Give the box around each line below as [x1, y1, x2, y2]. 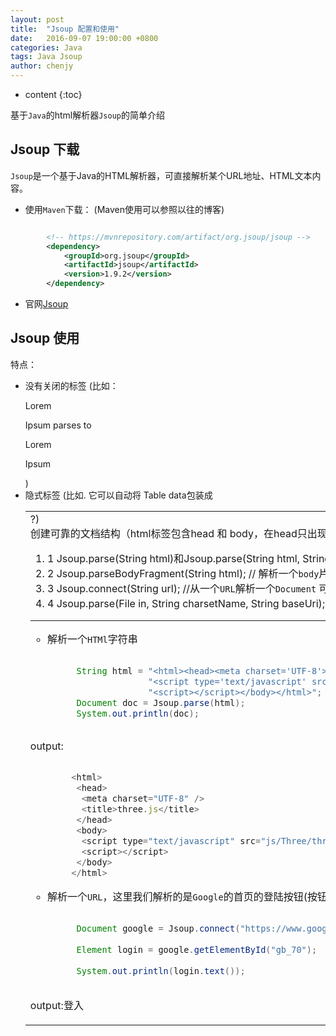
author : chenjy [10, 61, 74, 71]
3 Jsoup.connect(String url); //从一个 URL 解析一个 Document [46, 581, 317, 595]
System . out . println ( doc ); [76, 707, 200, 719]
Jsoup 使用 [10, 330, 80, 347]
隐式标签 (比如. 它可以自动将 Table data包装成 [24, 489, 213, 501]
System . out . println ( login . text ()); [76, 965, 246, 976]
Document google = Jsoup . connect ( [76, 922, 241, 934]
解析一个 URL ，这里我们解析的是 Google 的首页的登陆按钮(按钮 [46, 889, 328, 903]
